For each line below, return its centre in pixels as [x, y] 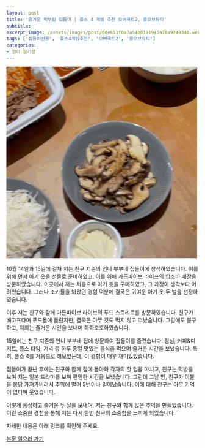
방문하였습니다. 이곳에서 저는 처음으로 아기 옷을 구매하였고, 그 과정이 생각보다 [98, 284]
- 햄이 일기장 [21, 52]
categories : [21, 45]
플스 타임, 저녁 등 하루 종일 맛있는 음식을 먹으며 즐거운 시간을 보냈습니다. [105, 348]
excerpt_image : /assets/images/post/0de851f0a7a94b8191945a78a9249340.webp [105, 32]
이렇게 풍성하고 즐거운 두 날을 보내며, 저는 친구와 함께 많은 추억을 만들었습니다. [100, 405]
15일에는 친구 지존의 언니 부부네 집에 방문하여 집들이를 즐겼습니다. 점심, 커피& [99, 341]
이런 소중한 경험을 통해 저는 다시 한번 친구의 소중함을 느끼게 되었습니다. [91, 412]
